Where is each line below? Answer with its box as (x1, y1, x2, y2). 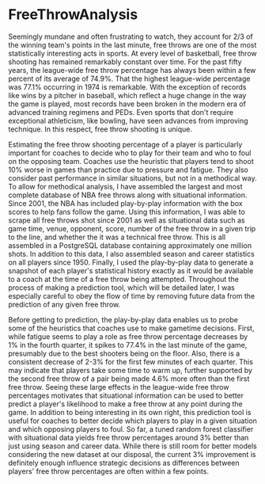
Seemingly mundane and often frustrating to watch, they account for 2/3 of (8, 32, 253, 41)
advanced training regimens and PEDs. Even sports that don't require (8, 107, 234, 116)
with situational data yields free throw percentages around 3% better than (8, 433, 249, 442)
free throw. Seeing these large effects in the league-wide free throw (8, 382, 229, 391)
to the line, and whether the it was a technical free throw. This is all (8, 232, 226, 242)
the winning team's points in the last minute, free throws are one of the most (8, 40, 257, 49)
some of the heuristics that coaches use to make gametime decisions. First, (8, 323, 255, 333)
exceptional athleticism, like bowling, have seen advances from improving (8, 116, 248, 125)
